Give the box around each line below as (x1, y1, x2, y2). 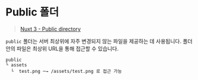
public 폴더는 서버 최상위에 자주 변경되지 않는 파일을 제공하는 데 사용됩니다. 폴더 (5, 37, 193, 44)
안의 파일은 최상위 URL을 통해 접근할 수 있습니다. (5, 45, 119, 52)
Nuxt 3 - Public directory (20, 25, 81, 33)
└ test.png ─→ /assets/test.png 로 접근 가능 (11, 68, 122, 74)
